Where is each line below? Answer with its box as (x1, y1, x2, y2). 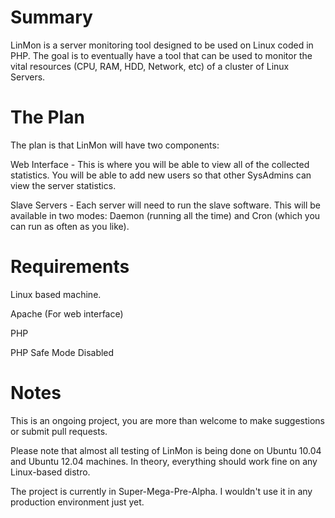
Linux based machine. (10, 288, 102, 300)
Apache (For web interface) (10, 307, 124, 320)
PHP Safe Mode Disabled (10, 346, 115, 358)
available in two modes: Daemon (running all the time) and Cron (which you (10, 209, 321, 221)
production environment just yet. (10, 496, 145, 508)
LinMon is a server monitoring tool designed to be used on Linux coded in (10, 39, 314, 51)
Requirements (10, 256, 130, 278)
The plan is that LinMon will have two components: (10, 139, 220, 151)
